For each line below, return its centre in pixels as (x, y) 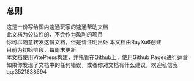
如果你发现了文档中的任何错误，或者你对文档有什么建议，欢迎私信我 (92, 65)
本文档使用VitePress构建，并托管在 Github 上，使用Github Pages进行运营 (97, 57)
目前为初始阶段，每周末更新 (41, 49)
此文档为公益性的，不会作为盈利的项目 (54, 34)
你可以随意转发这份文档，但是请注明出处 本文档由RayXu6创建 (84, 42)
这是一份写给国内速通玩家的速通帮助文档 (57, 27)
